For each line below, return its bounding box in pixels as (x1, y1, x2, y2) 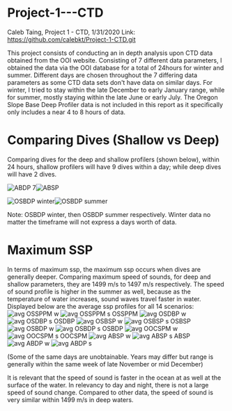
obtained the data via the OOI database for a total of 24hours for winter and (7, 63, 224, 72)
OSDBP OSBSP (53, 316, 192, 325)
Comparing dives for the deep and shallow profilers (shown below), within (7, 155, 219, 163)
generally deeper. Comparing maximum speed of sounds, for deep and (7, 273, 211, 281)
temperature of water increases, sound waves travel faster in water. (7, 294, 201, 303)
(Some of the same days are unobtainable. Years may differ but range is (7, 353, 214, 361)
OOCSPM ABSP (60, 332, 190, 340)
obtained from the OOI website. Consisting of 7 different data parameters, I (7, 56, 222, 64)
